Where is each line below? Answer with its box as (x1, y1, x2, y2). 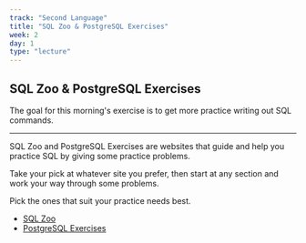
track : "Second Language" (9, 13, 107, 23)
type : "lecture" (9, 47, 71, 56)
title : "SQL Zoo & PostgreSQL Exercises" (9, 22, 169, 31)
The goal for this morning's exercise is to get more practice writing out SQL (9, 105, 292, 116)
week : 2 (9, 30, 39, 39)
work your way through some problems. (9, 177, 159, 188)
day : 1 (9, 38, 35, 48)
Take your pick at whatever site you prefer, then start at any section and (9, 167, 280, 178)
